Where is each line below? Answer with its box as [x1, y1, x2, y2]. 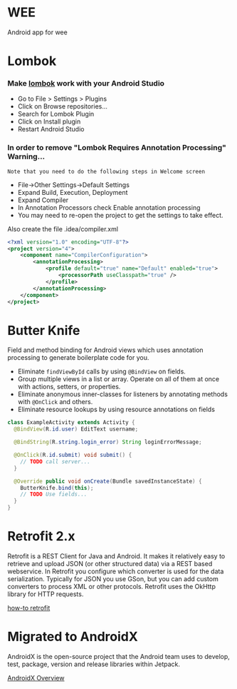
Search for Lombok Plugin [17, 110, 95, 119]
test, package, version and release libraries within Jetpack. [7, 660, 180, 668]
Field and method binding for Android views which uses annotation [7, 346, 204, 354]
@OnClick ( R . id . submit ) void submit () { [14, 451, 132, 459]
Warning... [7, 151, 45, 161]
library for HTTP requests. [7, 590, 84, 598]
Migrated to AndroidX [7, 629, 139, 645]
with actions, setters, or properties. [17, 383, 121, 391]
